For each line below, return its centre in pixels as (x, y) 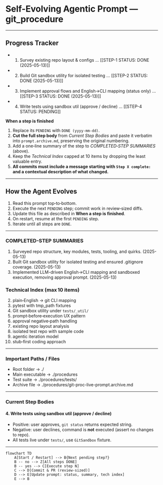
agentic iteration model (36, 336)
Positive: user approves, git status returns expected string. (72, 424)
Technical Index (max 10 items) (43, 290)
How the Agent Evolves (41, 192)
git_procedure (34, 19)
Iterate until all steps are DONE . (42, 224)
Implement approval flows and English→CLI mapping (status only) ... (88, 91)
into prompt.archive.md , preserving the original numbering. (71, 141)
